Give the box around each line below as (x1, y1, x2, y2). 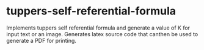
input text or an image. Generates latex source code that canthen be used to (6, 30, 199, 37)
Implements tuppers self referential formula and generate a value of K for (6, 24, 191, 31)
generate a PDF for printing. (6, 37, 76, 44)
